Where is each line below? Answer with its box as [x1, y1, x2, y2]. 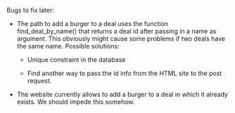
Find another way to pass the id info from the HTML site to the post [27, 69, 222, 77]
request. [27, 77, 52, 85]
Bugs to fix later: [6, 6, 54, 14]
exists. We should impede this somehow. [16, 98, 135, 106]
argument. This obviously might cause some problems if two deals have [16, 34, 226, 43]
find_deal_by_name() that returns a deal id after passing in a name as [16, 27, 217, 35]
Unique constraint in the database [27, 55, 126, 64]
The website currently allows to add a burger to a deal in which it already [16, 91, 228, 98]
